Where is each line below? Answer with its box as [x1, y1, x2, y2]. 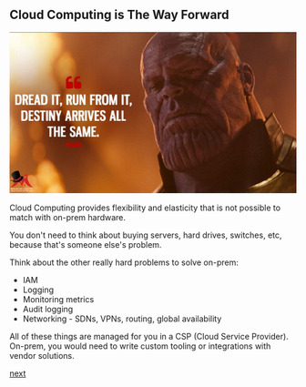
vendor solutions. [9, 351, 75, 362]
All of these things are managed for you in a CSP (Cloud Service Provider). [9, 331, 289, 342]
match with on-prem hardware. [9, 212, 126, 223]
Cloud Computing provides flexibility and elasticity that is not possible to [9, 202, 280, 213]
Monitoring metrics [22, 294, 95, 305]
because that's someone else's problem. [9, 239, 162, 250]
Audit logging [22, 304, 74, 315]
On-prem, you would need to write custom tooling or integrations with [9, 341, 271, 351]
